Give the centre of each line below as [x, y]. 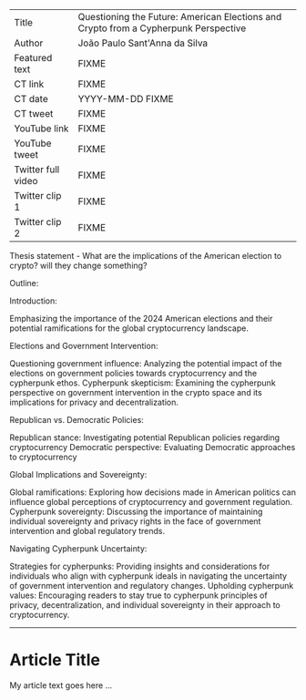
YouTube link [41, 129]
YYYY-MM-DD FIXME [126, 99]
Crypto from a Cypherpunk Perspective [162, 28]
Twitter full [37, 170]
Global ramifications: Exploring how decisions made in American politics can [153, 492]
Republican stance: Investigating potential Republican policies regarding [145, 437]
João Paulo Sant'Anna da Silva [143, 43]
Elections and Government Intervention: [84, 346]
